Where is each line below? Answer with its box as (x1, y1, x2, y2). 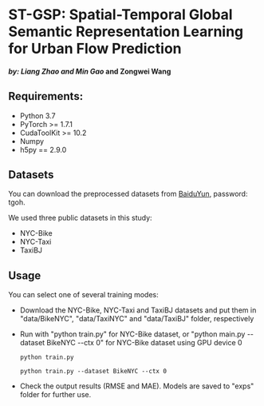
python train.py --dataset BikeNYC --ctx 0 (19, 368, 167, 376)
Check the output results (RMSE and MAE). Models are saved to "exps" (19, 381, 254, 391)
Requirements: (8, 90, 84, 103)
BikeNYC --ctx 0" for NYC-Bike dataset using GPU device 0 (46, 338, 242, 348)
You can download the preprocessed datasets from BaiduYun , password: (8, 189, 248, 199)
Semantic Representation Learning (8, 22, 244, 41)
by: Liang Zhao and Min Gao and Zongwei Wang (8, 66, 171, 76)
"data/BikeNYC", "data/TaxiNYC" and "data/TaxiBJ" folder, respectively (19, 314, 254, 324)
